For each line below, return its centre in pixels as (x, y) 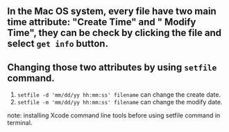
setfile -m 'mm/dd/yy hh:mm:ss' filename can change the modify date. (120, 102)
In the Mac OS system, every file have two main (112, 11)
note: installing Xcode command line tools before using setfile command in (114, 115)
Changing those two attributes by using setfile (112, 67)
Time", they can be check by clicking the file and (114, 33)
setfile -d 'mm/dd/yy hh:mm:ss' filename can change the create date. (119, 95)
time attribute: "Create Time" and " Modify (102, 22)
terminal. (20, 123)
